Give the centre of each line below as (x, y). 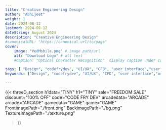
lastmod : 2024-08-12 (26, 28)
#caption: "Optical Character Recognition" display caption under (85, 60)
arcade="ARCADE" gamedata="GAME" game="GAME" (61, 103)
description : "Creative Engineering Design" (52, 38)
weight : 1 (15, 19)
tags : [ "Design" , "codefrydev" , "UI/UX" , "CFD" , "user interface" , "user (83, 69)
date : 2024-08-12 (23, 23)
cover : (12, 46)
